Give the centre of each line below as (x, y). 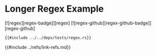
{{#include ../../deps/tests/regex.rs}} (48, 38)
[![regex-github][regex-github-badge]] (111, 23)
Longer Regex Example (54, 9)
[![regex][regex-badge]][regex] (37, 23)
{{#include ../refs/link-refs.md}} (38, 47)
